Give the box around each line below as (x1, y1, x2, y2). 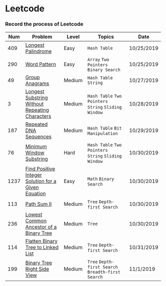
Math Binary (87, 176, 115, 182)
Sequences (25, 133, 52, 140)
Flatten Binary (25, 238, 58, 245)
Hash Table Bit (87, 126, 122, 131)
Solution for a (25, 178, 57, 185)
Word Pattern (25, 61, 56, 68)
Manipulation (87, 131, 118, 137)
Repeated (25, 121, 48, 128)
